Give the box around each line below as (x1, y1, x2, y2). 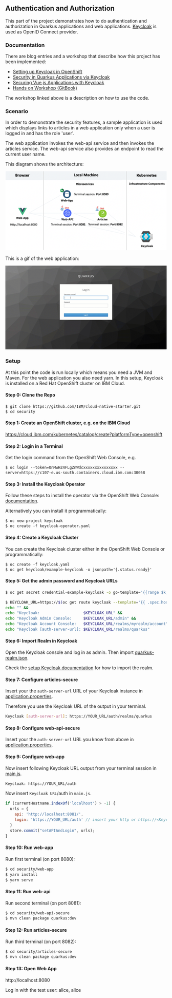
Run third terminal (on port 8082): (5, 938, 76, 945)
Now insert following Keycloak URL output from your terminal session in (5, 765, 157, 771)
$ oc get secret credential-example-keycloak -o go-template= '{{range (5, 590, 159, 595)
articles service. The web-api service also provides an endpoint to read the (5, 146, 164, 152)
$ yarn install (5, 872, 38, 877)
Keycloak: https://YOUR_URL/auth (5, 781, 77, 786)
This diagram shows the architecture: (5, 161, 84, 167)
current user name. (5, 151, 46, 157)
